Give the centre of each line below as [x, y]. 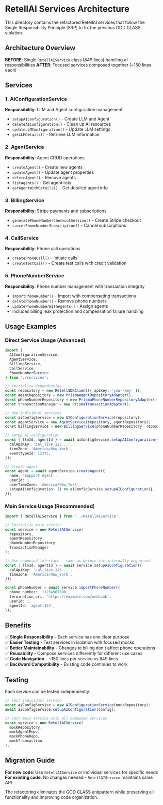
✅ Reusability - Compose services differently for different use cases [74, 654]
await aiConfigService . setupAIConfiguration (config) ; [61, 709]
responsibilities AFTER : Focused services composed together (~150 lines [78, 65]
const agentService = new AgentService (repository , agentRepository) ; [78, 422]
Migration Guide [30, 761]
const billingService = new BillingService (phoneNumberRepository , [75, 427]
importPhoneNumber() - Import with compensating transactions [74, 296]
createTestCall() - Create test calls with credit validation [69, 263]
